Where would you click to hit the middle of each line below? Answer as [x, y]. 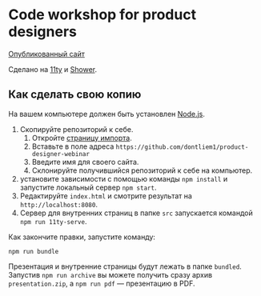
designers [43, 32]
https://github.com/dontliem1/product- [182, 147]
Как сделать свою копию [75, 95]
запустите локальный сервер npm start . [88, 187]
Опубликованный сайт [47, 54]
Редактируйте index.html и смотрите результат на [106, 196]
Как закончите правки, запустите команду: [82, 237]
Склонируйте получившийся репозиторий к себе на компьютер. [142, 170]
